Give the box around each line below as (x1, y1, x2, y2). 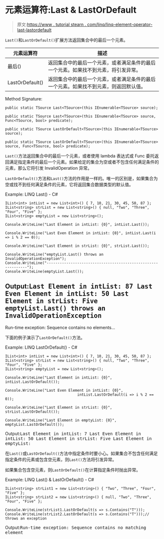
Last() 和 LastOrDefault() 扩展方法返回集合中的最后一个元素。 (5, 37, 128, 43)
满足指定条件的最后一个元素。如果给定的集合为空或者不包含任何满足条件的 (9, 159, 159, 165)
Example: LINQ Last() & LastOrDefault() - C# (5, 477, 94, 482)
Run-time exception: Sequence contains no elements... (5, 324, 116, 330)
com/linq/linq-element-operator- (87, 21, 153, 27)
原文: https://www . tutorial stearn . (17, 21, 86, 27)
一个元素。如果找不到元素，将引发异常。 (48, 66, 142, 73)
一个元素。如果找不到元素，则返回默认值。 (48, 83, 146, 90)
